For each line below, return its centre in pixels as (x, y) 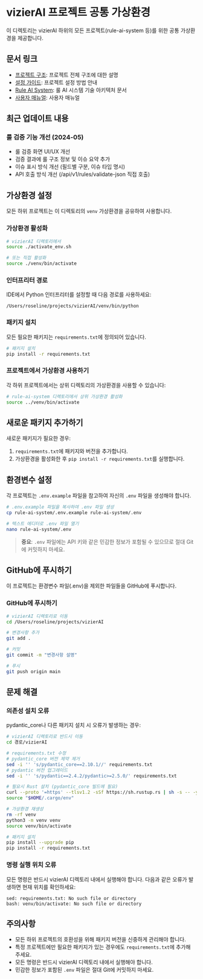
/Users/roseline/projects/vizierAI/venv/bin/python (72, 306)
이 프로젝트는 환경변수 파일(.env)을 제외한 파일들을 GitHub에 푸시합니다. (92, 586)
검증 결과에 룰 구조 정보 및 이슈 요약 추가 (63, 159)
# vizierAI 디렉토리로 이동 (37, 616)
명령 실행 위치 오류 (31, 865)
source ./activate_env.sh (39, 247)
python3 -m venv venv (34, 820)
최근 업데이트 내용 (37, 119)
